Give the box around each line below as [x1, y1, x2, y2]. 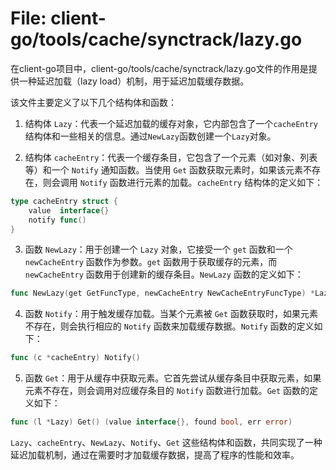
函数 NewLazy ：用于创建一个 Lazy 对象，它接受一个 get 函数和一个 [24, 243, 293, 256]
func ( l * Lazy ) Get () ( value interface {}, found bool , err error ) [10, 417, 293, 427]
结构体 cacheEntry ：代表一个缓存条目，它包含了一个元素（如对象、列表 [24, 151, 318, 163]
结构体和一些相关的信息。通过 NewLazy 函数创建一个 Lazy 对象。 [24, 130, 277, 142]
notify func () [28, 215, 87, 225]
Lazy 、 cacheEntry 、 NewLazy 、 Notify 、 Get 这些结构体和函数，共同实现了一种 [10, 437, 323, 449]
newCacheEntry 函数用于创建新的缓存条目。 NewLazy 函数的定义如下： [24, 268, 304, 281]
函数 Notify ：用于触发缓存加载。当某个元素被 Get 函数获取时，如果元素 [24, 308, 319, 320]
